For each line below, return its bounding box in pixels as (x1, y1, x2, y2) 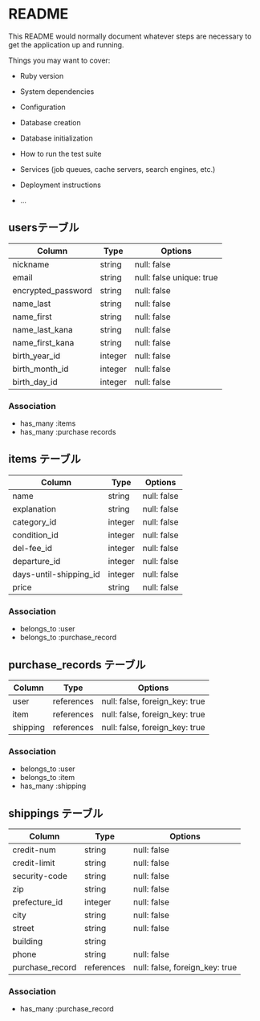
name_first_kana (12, 337, 75, 348)
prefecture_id (12, 896, 63, 908)
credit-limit (12, 857, 55, 868)
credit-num (12, 844, 56, 856)
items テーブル (8, 452, 82, 466)
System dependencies (19, 86, 95, 96)
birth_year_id (12, 350, 61, 361)
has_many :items (19, 419, 76, 428)
